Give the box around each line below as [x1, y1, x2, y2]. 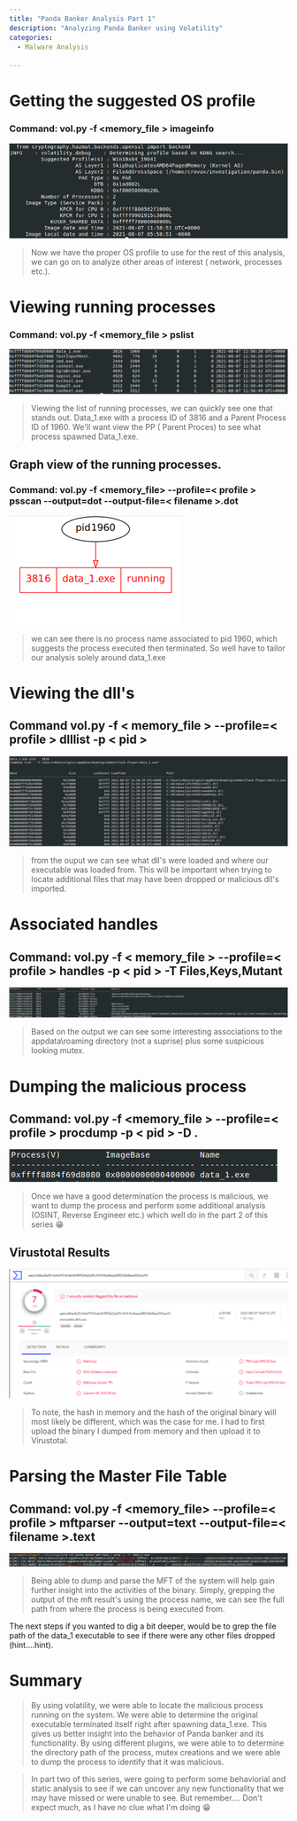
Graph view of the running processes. [9, 457, 222, 472]
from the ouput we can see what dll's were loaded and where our [30, 856, 269, 866]
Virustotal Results [9, 1245, 110, 1260]
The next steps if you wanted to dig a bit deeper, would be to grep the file [9, 1621, 277, 1631]
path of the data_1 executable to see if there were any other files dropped [9, 1630, 276, 1641]
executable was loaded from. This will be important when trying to [30, 864, 272, 875]
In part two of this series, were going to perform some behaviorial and [30, 1774, 286, 1785]
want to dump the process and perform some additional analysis [30, 1200, 266, 1211]
